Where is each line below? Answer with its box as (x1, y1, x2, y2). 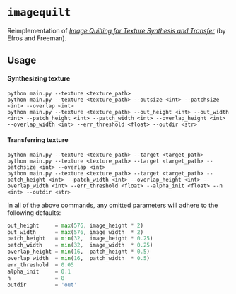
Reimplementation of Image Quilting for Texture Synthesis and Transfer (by (7, 26, 226, 35)
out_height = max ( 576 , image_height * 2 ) (7, 222, 143, 229)
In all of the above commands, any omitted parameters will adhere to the (7, 201, 218, 209)
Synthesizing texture (7, 73, 71, 83)
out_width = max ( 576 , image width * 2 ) (7, 228, 143, 235)
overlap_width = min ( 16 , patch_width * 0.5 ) (7, 255, 151, 262)
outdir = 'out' (7, 281, 78, 288)
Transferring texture (7, 136, 69, 144)
